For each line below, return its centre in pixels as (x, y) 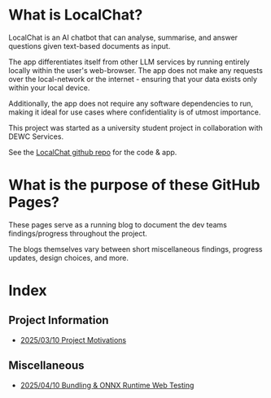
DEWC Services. (36, 136)
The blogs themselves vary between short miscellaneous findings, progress (135, 249)
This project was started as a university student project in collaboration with (135, 128)
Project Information (59, 320)
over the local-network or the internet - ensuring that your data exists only (133, 79)
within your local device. (49, 88)
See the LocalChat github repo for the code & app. (93, 152)
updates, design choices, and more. (68, 257)
